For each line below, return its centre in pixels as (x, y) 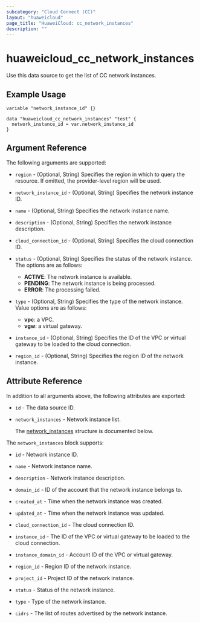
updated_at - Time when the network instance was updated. (90, 513)
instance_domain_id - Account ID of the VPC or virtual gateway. (94, 555)
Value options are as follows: (51, 308)
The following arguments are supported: (56, 162)
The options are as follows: (49, 265)
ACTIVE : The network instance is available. (78, 276)
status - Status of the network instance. (65, 590)
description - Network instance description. (70, 478)
